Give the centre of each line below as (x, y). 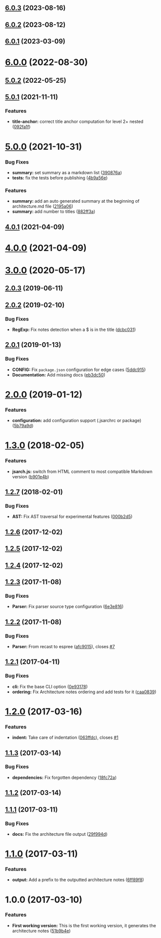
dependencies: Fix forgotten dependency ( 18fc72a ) (64, 777)
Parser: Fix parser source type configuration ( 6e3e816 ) (68, 607)
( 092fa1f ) (21, 127)
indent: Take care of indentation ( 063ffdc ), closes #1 (65, 738)
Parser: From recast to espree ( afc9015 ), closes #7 (63, 646)
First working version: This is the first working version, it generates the (84, 925)
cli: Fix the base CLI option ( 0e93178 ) (50, 686)
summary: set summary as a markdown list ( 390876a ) (67, 172)
